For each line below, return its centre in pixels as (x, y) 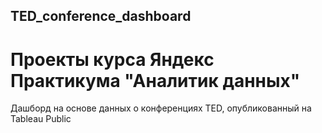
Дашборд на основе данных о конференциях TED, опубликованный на (161, 108)
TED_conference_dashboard (101, 16)
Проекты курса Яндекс (112, 59)
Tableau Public (41, 119)
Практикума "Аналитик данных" (155, 80)
